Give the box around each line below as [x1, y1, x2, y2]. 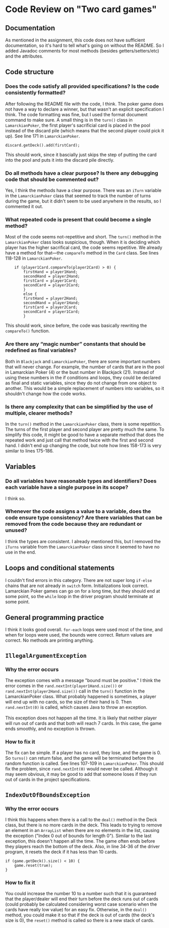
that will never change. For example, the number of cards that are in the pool [5, 364, 164, 370]
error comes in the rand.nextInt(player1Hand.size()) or [5, 683, 123, 689]
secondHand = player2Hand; [23, 274, 80, 279]
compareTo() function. [5, 328, 50, 334]
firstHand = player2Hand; [23, 296, 78, 301]
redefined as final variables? [5, 347, 77, 354]
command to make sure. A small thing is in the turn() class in [5, 117, 133, 123]
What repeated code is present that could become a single [5, 216, 151, 223]
